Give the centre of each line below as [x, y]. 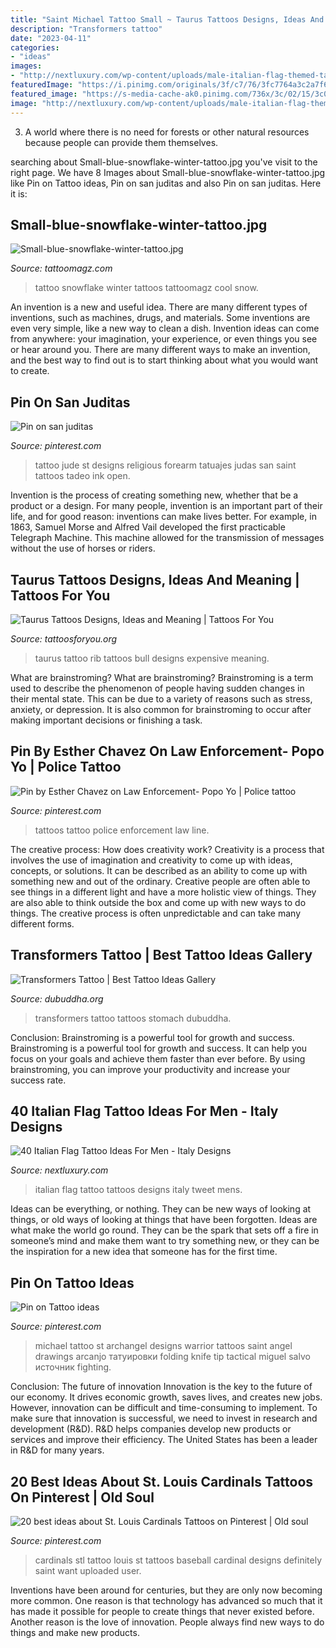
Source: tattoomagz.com [61, 268]
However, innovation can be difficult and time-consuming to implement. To [164, 1408]
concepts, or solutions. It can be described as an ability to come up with [159, 870]
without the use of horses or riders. [83, 548]
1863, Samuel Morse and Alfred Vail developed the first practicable [148, 527]
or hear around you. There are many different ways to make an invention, [160, 350]
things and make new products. [75, 1632]
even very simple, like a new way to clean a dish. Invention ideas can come [165, 328]
